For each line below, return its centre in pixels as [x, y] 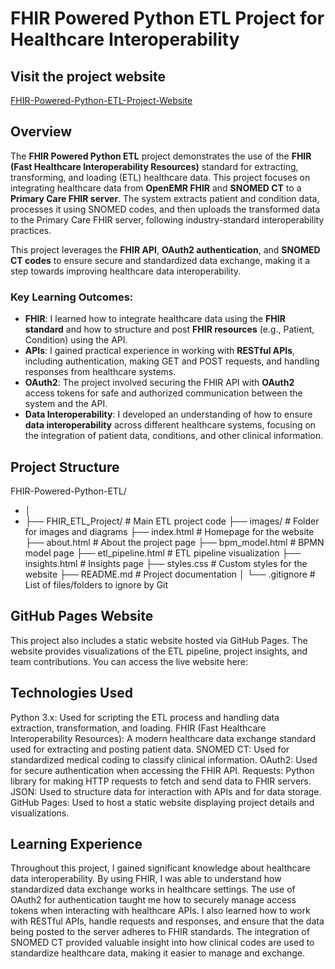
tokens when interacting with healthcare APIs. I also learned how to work [160, 911]
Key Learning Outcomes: [72, 297]
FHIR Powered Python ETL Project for [167, 18]
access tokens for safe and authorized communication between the [163, 393]
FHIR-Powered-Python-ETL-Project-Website [101, 100]
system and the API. [66, 404]
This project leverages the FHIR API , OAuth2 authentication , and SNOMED [165, 249]
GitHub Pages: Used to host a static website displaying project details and [162, 802]
